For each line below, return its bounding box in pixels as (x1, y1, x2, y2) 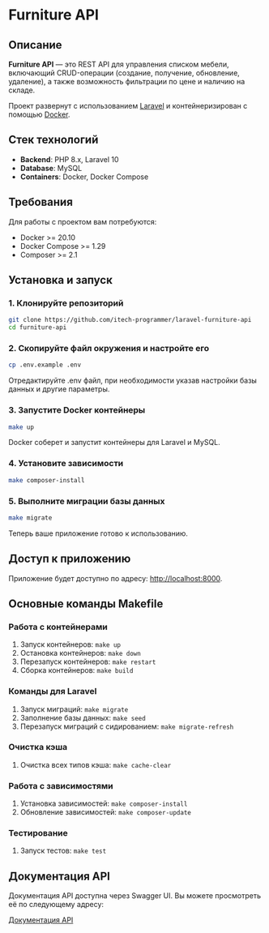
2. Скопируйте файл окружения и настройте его (8, 342, 209, 353)
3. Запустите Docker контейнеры (8, 404, 146, 416)
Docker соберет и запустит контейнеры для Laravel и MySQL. (8, 438, 220, 447)
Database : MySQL (19, 163, 83, 173)
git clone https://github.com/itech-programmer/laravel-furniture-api (8, 316, 252, 324)
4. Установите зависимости (8, 458, 124, 469)
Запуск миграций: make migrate (19, 704, 129, 714)
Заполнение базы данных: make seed (19, 713, 146, 722)
